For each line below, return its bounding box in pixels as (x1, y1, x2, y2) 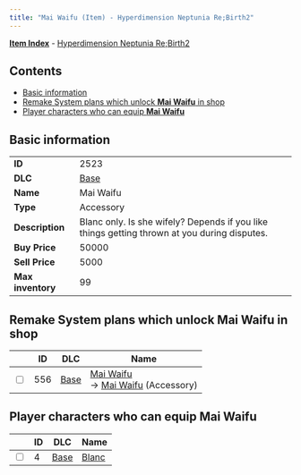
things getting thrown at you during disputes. (79, 227, 269, 240)
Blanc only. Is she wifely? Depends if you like (79, 216, 269, 228)
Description (13, 221, 65, 233)
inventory (13, 282, 56, 294)
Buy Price (13, 242, 56, 254)
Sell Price (13, 256, 56, 268)
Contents (9, 64, 63, 79)
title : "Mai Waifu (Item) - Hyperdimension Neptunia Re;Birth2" (9, 13, 254, 22)
